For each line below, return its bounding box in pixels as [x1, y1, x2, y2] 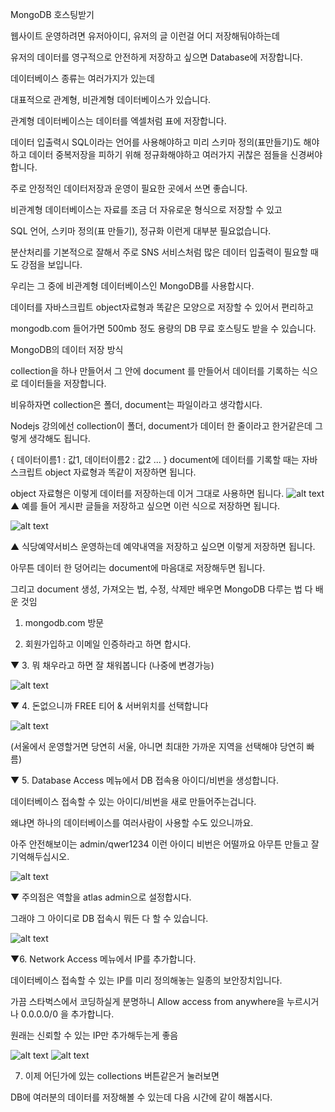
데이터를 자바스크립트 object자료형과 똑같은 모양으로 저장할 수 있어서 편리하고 [10, 301, 314, 313]
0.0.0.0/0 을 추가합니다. [20, 1008, 115, 1020]
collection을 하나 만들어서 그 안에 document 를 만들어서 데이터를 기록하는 [10, 365, 300, 377]
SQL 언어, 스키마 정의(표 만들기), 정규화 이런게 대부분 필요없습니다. [10, 225, 272, 237]
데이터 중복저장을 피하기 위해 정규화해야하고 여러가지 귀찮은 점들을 [28, 149, 288, 160]
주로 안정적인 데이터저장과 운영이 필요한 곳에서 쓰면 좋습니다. [10, 183, 248, 194]
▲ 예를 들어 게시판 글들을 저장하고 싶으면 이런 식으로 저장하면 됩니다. [10, 500, 281, 512]
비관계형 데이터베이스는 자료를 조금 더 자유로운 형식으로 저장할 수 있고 [10, 204, 283, 215]
